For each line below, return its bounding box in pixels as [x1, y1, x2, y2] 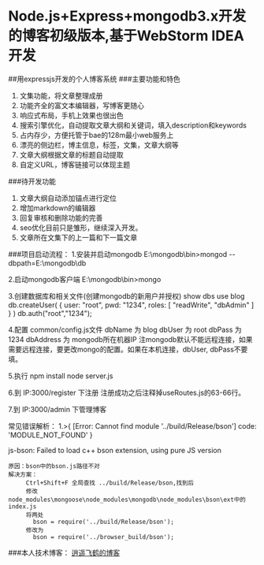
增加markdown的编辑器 [19, 203, 96, 213]
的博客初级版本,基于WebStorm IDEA [8, 27, 244, 45]
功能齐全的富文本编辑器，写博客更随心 [19, 100, 144, 110]
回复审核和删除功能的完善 [19, 213, 103, 222]
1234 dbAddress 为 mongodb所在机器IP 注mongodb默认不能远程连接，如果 [8, 334, 253, 344]
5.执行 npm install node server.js [8, 371, 113, 381]
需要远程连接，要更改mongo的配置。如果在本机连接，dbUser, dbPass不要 [8, 344, 248, 354]
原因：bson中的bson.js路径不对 [8, 462, 100, 470]
